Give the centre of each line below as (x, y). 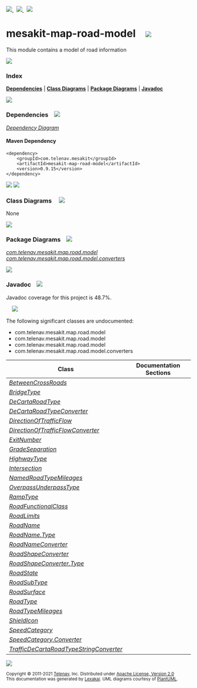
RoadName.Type (32, 535)
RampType (24, 497)
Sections (158, 372)
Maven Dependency (31, 141)
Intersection (26, 468)
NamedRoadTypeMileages (46, 478)
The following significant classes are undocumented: (70, 321)
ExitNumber (26, 440)
